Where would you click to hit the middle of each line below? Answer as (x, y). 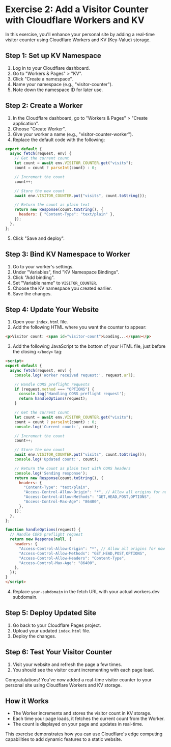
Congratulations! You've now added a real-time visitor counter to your (78, 680)
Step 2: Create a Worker (44, 106)
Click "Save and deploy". (39, 238)
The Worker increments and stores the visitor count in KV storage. (82, 713)
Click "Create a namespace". (43, 79)
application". (26, 123)
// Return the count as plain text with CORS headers (73, 468)
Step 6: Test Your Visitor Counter (59, 652)
